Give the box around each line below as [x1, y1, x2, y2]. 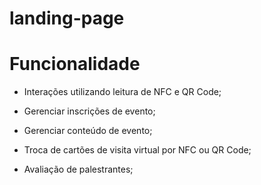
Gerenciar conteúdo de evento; [23, 125, 153, 137]
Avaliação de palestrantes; [23, 163, 134, 176]
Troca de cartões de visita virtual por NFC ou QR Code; [23, 144, 252, 156]
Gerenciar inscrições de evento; [23, 105, 156, 117]
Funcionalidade [9, 53, 141, 76]
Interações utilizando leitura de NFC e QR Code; [23, 86, 222, 98]
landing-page [9, 7, 125, 30]
